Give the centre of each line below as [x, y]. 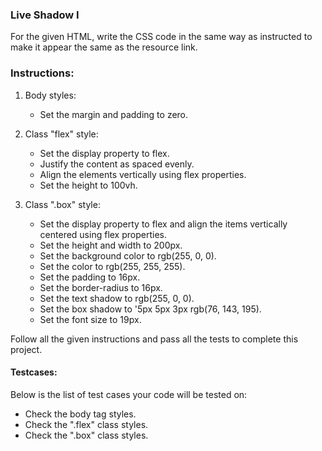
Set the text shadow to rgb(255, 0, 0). [117, 298]
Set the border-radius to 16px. [101, 287]
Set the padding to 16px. [90, 277]
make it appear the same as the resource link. [104, 47]
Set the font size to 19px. [90, 319]
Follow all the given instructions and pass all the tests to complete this [154, 339]
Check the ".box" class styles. [86, 435]
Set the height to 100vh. [88, 185]
